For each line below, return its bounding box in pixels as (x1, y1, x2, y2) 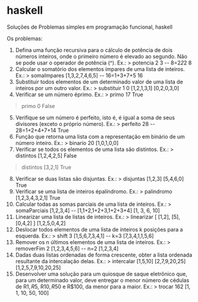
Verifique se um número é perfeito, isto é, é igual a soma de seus (15, 114, 175, 121)
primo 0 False (21, 102, 55, 109)
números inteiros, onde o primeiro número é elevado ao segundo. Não (15, 53, 188, 60)
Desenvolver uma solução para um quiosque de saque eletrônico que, (15, 270, 187, 278)
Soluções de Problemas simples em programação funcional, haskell (7, 23, 173, 30)
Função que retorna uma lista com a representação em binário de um (15, 132, 185, 140)
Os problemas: (7, 35, 43, 42)
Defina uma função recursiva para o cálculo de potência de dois (15, 46, 173, 54)
